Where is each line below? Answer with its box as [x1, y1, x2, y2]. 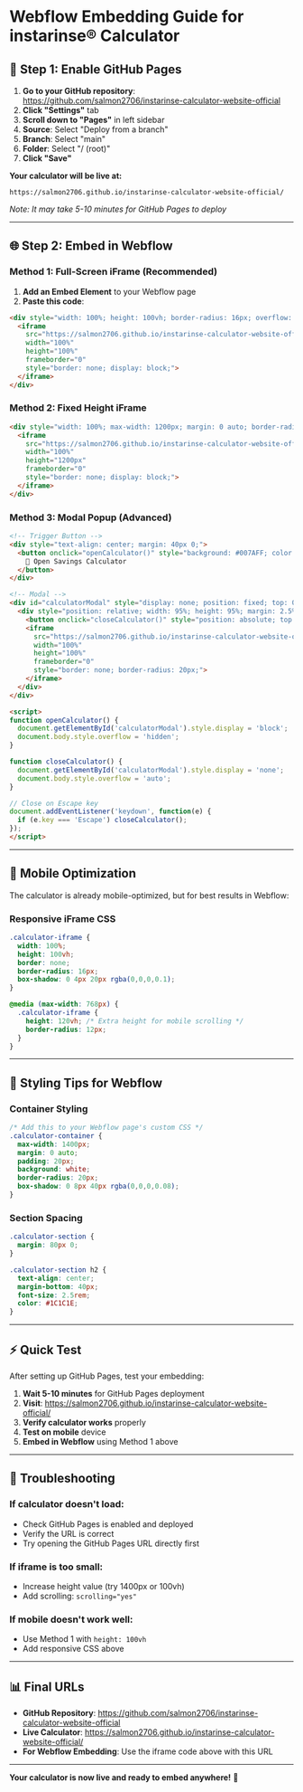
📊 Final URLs [9, 1679, 85, 1694]
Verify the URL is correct [22, 1528, 115, 1539]
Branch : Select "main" [22, 134, 106, 144]
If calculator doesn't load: [9, 1498, 124, 1511]
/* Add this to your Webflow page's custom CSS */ [9, 1124, 204, 1133]
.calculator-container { [9, 1131, 103, 1141]
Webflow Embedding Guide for [9, 6, 244, 27]
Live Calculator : [22, 1727, 83, 1738]
